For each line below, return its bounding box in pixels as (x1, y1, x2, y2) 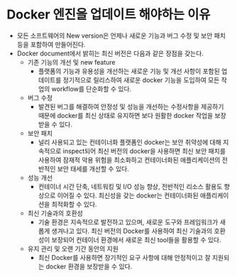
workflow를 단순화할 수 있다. (51, 85, 132, 93)
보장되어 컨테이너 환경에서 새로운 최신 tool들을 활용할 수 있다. (51, 235, 221, 244)
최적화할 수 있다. (51, 200, 97, 208)
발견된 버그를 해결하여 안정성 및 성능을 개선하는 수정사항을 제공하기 (38, 102, 224, 111)
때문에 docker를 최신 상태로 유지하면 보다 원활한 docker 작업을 (38, 111, 214, 119)
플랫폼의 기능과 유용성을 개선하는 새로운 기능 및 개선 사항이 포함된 (38, 67, 221, 75)
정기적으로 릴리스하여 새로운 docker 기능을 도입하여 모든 (62, 75, 220, 84)
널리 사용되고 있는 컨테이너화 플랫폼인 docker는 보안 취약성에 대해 (38, 138, 221, 146)
